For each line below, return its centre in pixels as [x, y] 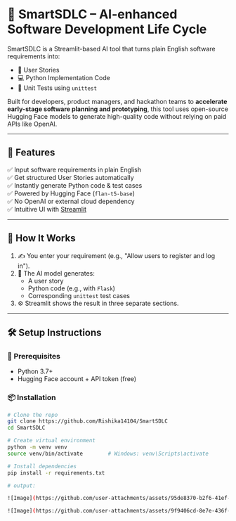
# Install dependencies [42, 466]
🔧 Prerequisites [34, 356]
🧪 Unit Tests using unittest [57, 88]
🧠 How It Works [41, 238]
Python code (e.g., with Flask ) [72, 288]
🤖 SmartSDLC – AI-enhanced [92, 14]
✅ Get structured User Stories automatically [71, 177]
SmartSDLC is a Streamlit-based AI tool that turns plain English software [111, 49]
